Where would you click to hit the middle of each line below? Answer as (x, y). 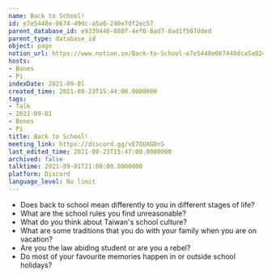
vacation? (36, 239)
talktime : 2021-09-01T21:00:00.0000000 (76, 167)
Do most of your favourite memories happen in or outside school (128, 256)
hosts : (19, 62)
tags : (17, 99)
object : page (30, 46)
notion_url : (28, 53)
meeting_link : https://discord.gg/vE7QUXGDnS (86, 144)
